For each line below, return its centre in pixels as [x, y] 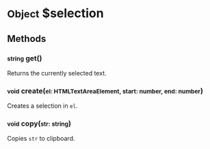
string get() [25, 58]
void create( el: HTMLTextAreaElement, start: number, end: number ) [105, 91]
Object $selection [55, 13]
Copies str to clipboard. [41, 139]
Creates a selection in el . [42, 106]
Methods [27, 39]
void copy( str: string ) [39, 124]
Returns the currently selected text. [57, 73]
